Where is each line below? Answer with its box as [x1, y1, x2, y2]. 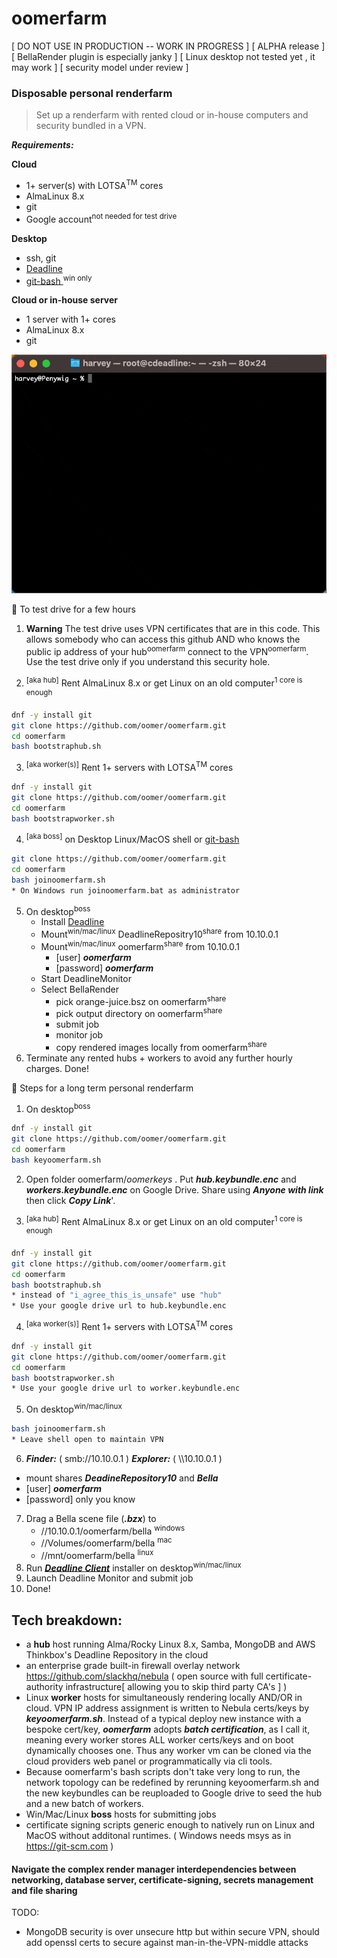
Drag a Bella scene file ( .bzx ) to [25, 1512, 157, 1524]
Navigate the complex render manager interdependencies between [11, 1863, 297, 1875]
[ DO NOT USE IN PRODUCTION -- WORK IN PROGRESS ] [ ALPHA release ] [11, 40, 326, 52]
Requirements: [11, 139, 74, 151]
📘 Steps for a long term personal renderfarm [11, 1082, 194, 1094]
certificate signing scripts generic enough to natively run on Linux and [25, 1819, 316, 1831]
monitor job [55, 1028, 104, 1041]
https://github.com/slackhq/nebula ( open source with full [25, 1670, 264, 1682]
